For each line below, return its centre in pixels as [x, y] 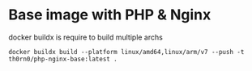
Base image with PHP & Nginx [110, 15]
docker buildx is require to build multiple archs [86, 37]
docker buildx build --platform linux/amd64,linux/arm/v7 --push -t [126, 52]
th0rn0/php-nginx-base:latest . [63, 59]
